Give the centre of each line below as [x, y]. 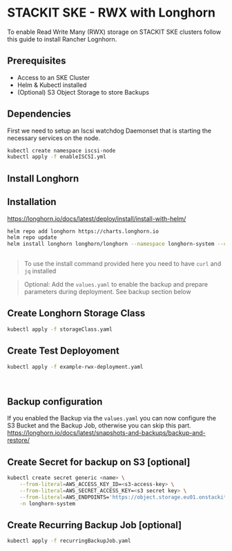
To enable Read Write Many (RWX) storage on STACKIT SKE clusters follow [114, 32]
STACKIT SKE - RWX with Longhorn [112, 13]
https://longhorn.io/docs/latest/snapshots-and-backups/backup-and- [106, 433]
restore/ [18, 441]
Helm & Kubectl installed [52, 85]
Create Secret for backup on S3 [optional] [99, 462]
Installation [32, 202]
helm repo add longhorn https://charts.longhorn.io [83, 231]
